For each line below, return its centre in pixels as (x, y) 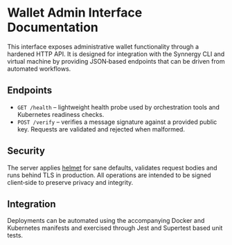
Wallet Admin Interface (75, 13)
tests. (15, 235)
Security (26, 151)
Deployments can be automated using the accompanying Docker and (106, 221)
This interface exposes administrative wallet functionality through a (103, 46)
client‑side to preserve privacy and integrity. (70, 182)
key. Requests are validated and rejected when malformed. (101, 129)
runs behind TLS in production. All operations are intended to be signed (109, 175)
